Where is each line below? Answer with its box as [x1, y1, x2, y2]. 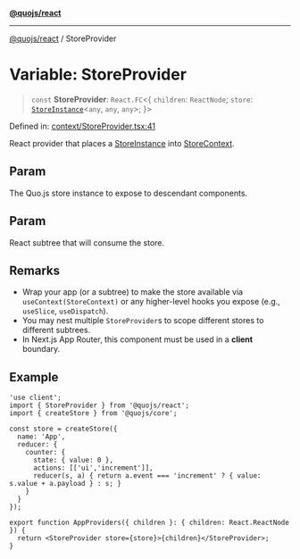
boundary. [21, 344, 61, 355]
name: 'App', [17, 432, 66, 441]
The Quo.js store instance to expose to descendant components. [9, 188, 248, 198]
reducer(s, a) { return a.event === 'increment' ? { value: [32, 471, 262, 480]
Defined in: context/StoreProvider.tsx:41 [9, 121, 156, 131]
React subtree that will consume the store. [9, 237, 165, 248]
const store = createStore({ [9, 424, 118, 434]
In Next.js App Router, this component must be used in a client [21, 334, 253, 345]
